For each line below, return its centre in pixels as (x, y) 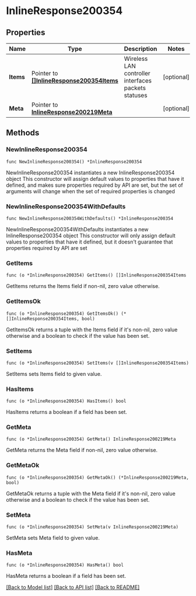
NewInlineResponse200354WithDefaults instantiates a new (77, 229)
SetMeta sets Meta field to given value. (53, 538)
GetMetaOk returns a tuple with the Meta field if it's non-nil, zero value (91, 494)
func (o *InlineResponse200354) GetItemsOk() (62, 314)
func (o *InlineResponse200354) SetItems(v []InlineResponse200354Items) (98, 363)
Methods (23, 133)
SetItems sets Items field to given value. (54, 374)
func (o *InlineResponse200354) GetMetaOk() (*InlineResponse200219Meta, (98, 477)
